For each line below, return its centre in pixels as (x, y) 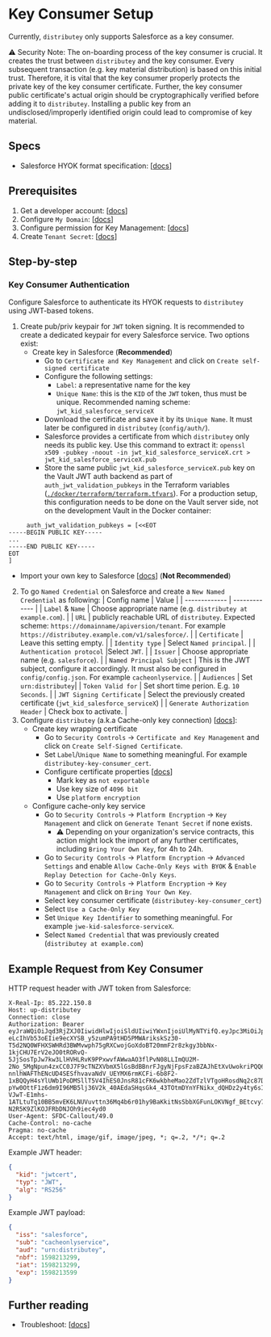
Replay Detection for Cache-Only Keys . (110, 875)
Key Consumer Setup (81, 14)
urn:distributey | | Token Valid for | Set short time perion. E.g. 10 (129, 686)
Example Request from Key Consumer (106, 969)
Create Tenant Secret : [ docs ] (69, 236)
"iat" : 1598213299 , (48, 1265)
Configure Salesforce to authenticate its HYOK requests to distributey (126, 302)
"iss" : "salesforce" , (52, 1235)
